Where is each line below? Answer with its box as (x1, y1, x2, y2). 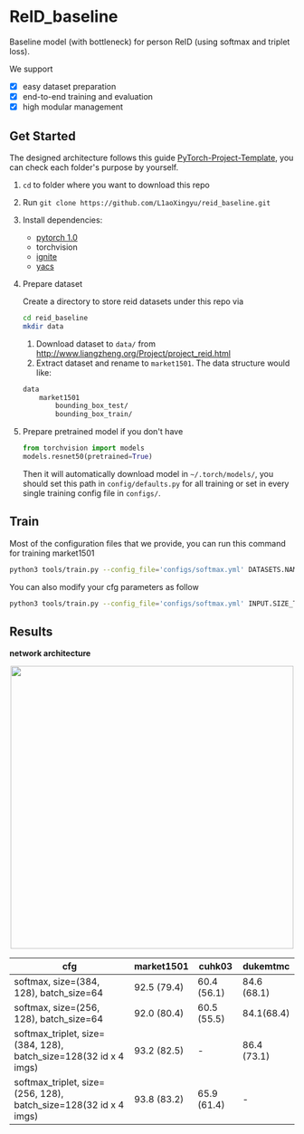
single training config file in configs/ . (22, 487, 161, 499)
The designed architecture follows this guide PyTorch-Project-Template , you (9, 152, 294, 163)
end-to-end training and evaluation (22, 91, 154, 101)
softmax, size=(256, (14, 1002, 100, 1015)
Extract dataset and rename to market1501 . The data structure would (35, 357, 290, 368)
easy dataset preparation (22, 81, 117, 91)
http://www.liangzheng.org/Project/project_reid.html (35, 348, 231, 358)
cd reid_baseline (22, 313, 89, 322)
